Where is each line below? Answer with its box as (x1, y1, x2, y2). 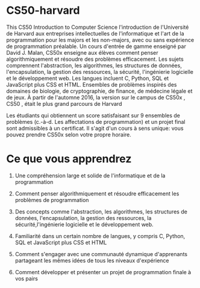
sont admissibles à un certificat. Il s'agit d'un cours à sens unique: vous (6, 124, 184, 132)
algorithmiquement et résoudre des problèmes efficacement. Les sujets (6, 55, 184, 63)
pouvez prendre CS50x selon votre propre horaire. (6, 130, 131, 138)
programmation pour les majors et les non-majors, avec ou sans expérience (6, 36, 195, 43)
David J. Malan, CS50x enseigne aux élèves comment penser (6, 49, 158, 56)
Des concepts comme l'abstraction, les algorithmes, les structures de (14, 208, 188, 215)
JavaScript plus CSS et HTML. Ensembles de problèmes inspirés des (6, 81, 177, 88)
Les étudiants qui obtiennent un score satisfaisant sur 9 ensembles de (6, 112, 181, 119)
